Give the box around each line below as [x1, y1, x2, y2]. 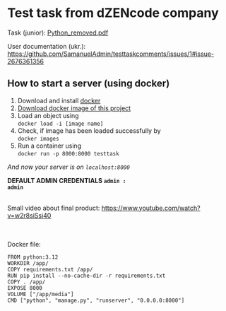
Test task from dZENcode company [7, 5, 219, 21]
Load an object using [17, 111, 79, 119]
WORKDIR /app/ [7, 259, 49, 266]
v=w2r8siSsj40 [7, 211, 52, 220]
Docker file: [7, 240, 41, 248]
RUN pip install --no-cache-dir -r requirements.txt [7, 272, 166, 279]
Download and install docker [17, 96, 101, 105]
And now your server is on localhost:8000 [7, 163, 131, 171]
